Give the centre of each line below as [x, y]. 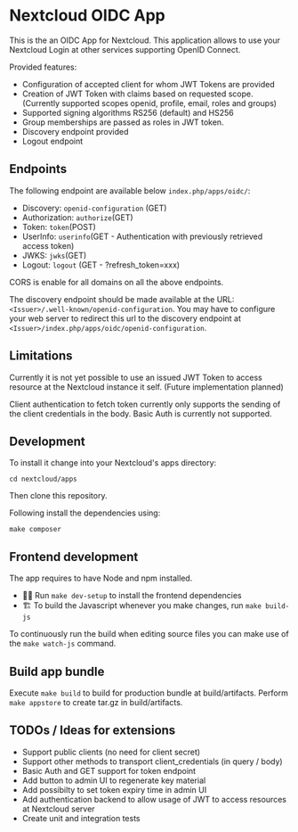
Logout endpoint [52, 141]
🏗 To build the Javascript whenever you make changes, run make [142, 605]
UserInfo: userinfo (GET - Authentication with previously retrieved [142, 236]
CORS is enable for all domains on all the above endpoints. [117, 282]
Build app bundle [57, 671]
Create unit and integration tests [81, 818]
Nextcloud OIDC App [88, 16]
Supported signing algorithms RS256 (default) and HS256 [128, 112]
